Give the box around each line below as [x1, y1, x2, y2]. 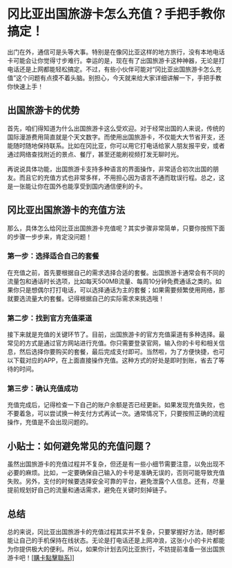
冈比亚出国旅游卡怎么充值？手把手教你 [7, 6, 226, 22]
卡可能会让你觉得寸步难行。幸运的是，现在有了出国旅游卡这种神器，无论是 [7, 56, 219, 64]
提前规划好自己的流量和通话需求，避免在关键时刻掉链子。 [7, 486, 171, 494]
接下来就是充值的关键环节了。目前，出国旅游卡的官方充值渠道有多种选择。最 [7, 330, 225, 339]
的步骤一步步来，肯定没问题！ [7, 232, 92, 240]
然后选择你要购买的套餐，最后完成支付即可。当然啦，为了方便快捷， [19, 348, 213, 356]
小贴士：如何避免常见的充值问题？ [7, 440, 153, 452]
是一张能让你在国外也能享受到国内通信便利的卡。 [7, 182, 146, 190]
